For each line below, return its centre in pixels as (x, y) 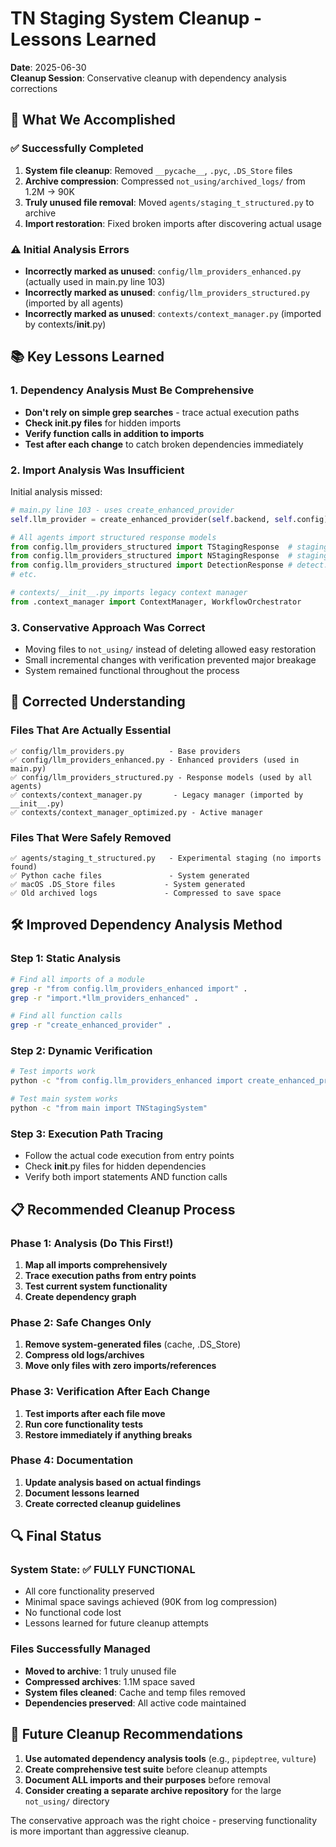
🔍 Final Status (56, 1536)
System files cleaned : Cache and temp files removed (135, 1692)
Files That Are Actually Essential (91, 730)
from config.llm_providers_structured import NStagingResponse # (151, 556)
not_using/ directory (67, 1801)
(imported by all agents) (74, 303)
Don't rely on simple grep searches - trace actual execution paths (162, 412)
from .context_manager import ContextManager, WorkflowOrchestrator (156, 602)
